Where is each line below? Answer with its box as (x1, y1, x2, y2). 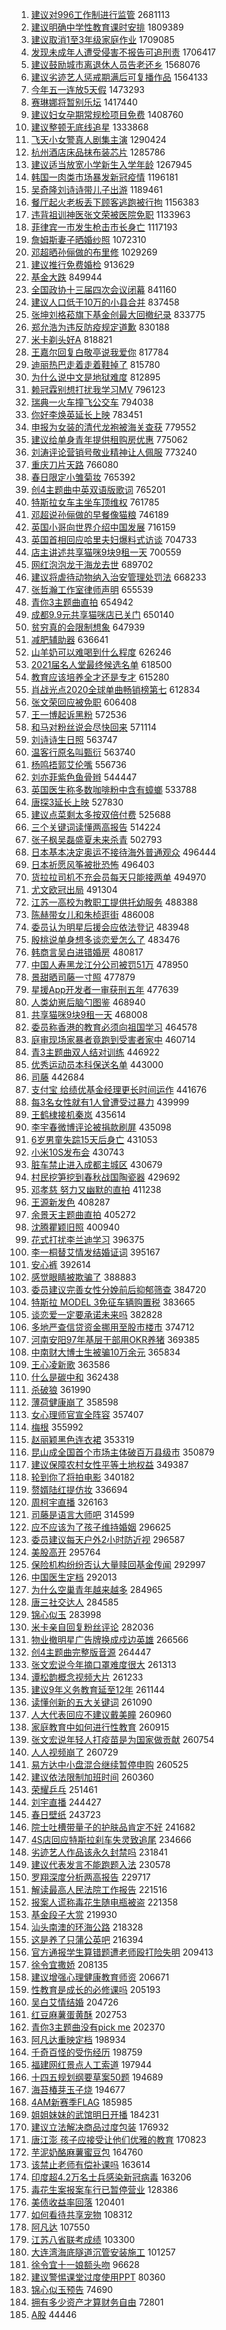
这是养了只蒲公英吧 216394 (30, 1934, 144, 1945)
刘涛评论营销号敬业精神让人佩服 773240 (30, 446, 198, 458)
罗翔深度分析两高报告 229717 (30, 1871, 151, 1883)
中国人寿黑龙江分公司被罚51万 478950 (30, 959, 189, 970)
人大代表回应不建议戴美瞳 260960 (30, 1709, 172, 1720)
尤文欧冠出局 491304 (30, 884, 118, 895)
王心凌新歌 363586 (30, 1359, 111, 1370)
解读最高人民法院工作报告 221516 (30, 1884, 168, 1895)
